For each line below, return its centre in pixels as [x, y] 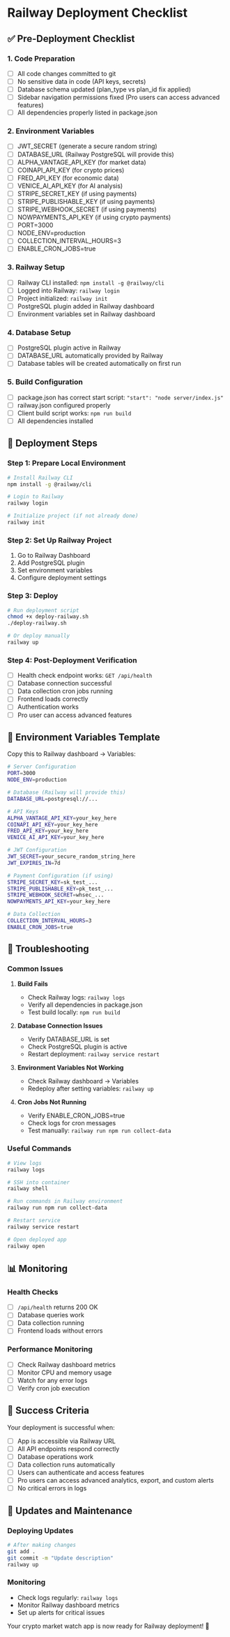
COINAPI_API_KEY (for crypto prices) [71, 170]
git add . [22, 1551]
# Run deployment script [43, 610]
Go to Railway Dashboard [54, 556]
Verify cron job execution [53, 1388]
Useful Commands [39, 1148]
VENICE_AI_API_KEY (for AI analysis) [70, 186]
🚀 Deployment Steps [52, 444]
